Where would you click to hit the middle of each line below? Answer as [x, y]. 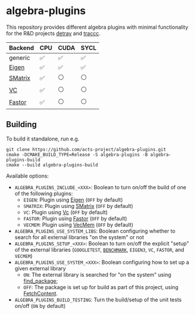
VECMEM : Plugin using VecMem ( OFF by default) [78, 224]
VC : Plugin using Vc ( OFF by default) [66, 212]
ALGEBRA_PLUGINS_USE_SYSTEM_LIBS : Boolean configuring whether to [95, 231]
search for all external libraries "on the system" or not [79, 237]
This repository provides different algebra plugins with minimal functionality [97, 27]
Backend [21, 48]
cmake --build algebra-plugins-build [52, 165]
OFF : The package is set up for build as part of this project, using [101, 287]
